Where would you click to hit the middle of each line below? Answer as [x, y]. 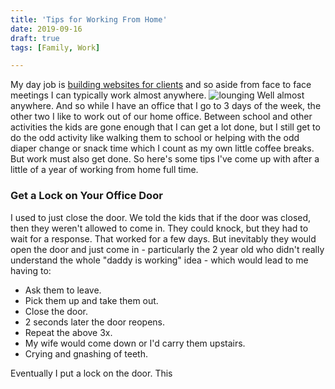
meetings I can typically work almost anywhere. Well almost [157, 95]
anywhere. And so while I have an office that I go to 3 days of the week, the [166, 106]
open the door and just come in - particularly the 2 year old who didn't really [167, 249]
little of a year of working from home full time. [104, 170]
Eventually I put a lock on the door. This [91, 373]
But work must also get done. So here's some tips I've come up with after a [165, 159]
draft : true [35, 38]
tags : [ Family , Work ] [55, 47]
